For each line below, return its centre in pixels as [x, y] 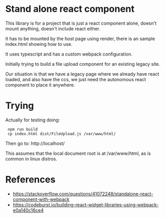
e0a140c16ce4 [28, 210]
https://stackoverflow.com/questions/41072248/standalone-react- [83, 194]
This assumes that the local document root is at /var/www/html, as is [78, 153]
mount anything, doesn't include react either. [53, 28]
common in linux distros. [31, 159]
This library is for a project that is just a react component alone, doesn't [81, 23]
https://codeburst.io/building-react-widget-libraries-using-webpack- [86, 205]
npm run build [23, 129]
